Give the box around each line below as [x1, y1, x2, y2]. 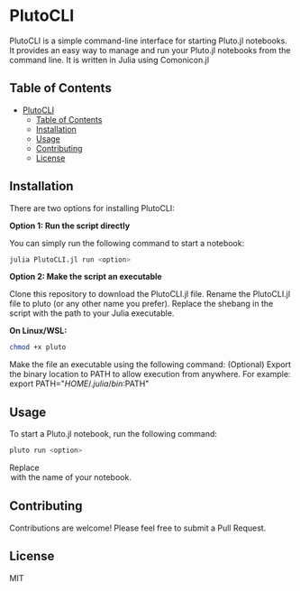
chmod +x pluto [9, 343, 67, 352]
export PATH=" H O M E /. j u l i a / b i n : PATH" [9, 378, 150, 389]
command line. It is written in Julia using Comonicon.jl [9, 54, 210, 65]
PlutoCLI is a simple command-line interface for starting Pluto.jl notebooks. [9, 35, 288, 46]
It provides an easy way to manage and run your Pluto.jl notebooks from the [9, 44, 291, 55]
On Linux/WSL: [9, 326, 68, 337]
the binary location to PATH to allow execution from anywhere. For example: [9, 369, 291, 380]
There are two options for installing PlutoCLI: [9, 202, 176, 213]
